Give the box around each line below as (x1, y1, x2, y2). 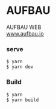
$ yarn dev (6, 64, 34, 70)
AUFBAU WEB (6, 23, 42, 31)
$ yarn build (6, 97, 39, 103)
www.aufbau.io (6, 30, 44, 37)
